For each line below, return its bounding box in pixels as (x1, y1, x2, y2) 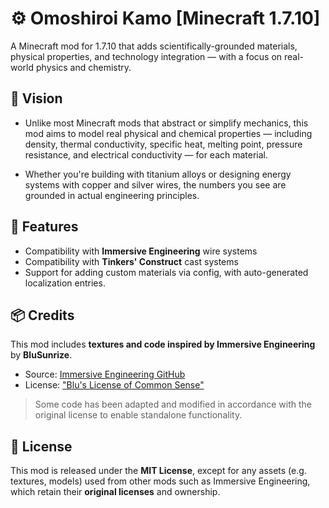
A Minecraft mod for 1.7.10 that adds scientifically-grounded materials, (10, 40, 298, 52)
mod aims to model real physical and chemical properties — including (24, 127, 313, 139)
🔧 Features (10, 218, 79, 236)
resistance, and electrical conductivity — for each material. (24, 148, 269, 161)
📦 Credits (10, 307, 75, 324)
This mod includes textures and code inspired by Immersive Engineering (10, 338, 316, 351)
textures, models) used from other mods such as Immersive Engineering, (10, 475, 311, 487)
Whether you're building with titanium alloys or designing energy (24, 168, 292, 180)
